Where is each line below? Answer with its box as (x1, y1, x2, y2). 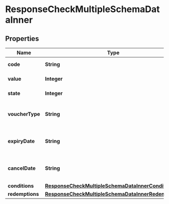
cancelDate (8, 165, 36, 172)
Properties (5, 34, 39, 43)
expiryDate (8, 138, 35, 145)
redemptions (8, 190, 39, 197)
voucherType (8, 111, 40, 117)
